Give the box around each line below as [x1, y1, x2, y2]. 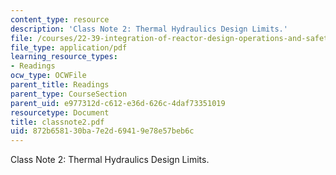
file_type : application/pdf [10, 42, 128, 53]
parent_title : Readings [10, 80, 110, 90]
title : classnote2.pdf [10, 117, 105, 127]
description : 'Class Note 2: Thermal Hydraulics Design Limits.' [10, 24, 288, 34]
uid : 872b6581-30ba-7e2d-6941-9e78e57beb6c [10, 126, 195, 136]
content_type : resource [10, 14, 110, 25]
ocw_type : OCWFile [10, 71, 87, 81]
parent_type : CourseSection [10, 89, 128, 99]
